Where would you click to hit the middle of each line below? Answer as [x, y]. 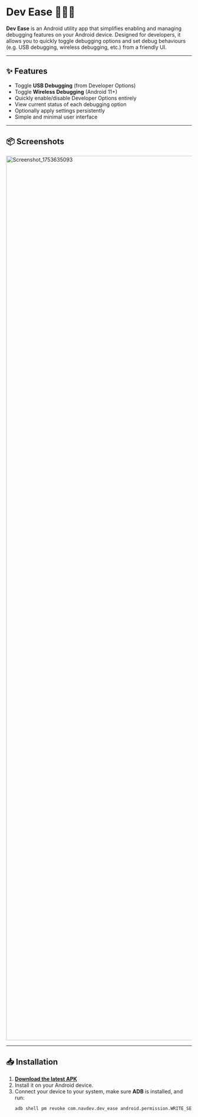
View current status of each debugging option [70, 104]
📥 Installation [32, 1062]
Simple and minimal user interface [56, 117]
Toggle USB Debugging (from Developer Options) [75, 86]
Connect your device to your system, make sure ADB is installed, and [99, 1092]
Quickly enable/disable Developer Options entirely [75, 98]
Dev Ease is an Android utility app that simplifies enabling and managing [94, 28]
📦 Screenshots [35, 142]
